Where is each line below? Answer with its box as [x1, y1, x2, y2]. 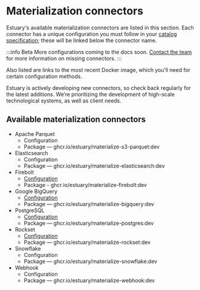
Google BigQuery [14, 188, 58, 195]
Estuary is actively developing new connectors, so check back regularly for [6, 84, 191, 91]
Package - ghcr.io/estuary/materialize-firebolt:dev [23, 181, 147, 188]
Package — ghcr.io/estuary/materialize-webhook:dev [23, 277, 155, 284]
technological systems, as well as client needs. [6, 97, 122, 104]
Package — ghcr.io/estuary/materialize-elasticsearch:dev [23, 162, 165, 169]
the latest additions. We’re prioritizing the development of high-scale [6, 90, 175, 98]
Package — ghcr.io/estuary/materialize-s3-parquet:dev [23, 143, 160, 150]
